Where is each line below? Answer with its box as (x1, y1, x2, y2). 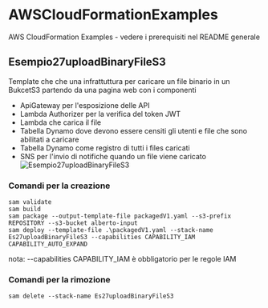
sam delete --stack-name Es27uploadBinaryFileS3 (8, 292, 174, 301)
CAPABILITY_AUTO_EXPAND (8, 240, 88, 249)
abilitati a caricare (19, 134, 79, 144)
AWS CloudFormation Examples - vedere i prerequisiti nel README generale (8, 32, 261, 42)
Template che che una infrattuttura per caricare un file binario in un (8, 76, 230, 86)
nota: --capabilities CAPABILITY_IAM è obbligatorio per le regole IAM (8, 254, 237, 264)
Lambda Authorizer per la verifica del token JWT (19, 109, 181, 118)
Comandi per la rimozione (8, 274, 111, 285)
